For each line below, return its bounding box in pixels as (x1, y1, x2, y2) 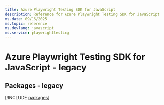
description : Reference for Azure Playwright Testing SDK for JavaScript (5, 12, 160, 17)
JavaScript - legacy (5, 62, 87, 73)
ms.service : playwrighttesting (5, 30, 69, 35)
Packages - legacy (5, 81, 63, 90)
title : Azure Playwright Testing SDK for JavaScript (5, 7, 116, 12)
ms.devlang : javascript (5, 26, 54, 31)
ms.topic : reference (5, 21, 48, 26)
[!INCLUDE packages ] (5, 95, 50, 100)
